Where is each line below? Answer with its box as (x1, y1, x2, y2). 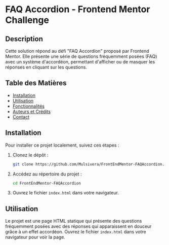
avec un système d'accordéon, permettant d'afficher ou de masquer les (5, 59, 155, 64)
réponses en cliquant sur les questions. (5, 64, 88, 70)
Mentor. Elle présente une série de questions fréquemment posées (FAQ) (5, 53, 157, 59)
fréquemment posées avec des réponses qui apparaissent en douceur (5, 223, 152, 229)
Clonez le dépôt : (12, 152, 49, 158)
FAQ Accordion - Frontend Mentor (5, 4, 150, 15)
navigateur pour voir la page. (5, 234, 66, 240)
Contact (12, 114, 29, 120)
